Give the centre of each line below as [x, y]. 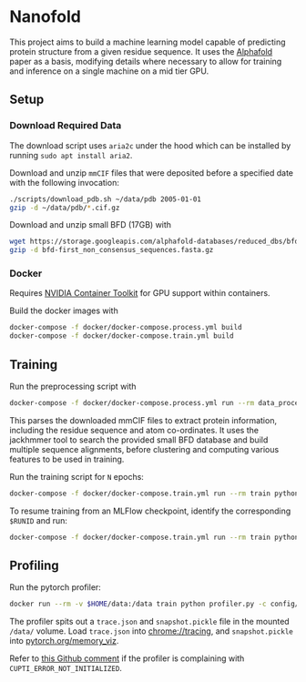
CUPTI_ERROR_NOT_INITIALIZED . [66, 668]
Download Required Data [66, 126]
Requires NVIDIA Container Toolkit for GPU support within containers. [140, 293]
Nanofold [46, 17]
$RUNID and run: [39, 520]
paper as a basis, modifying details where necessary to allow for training [146, 61]
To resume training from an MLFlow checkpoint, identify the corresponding [150, 511]
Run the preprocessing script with [73, 386]
